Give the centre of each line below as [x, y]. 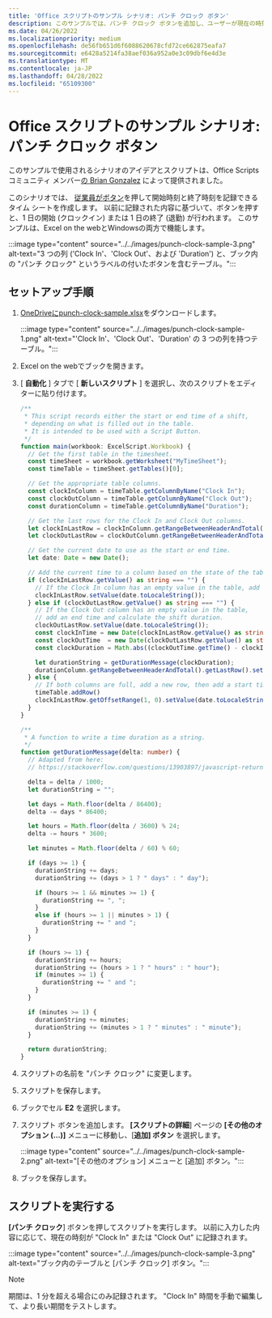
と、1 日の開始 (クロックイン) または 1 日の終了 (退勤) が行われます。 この [130, 218]
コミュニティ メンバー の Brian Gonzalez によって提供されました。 [118, 181]
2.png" [32, 1161]
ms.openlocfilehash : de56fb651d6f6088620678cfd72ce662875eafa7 [117, 46]
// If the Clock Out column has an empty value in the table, [142, 610]
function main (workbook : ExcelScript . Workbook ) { [106, 446]
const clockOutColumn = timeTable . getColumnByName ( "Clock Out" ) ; [140, 499]
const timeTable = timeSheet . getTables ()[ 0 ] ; [106, 469]
